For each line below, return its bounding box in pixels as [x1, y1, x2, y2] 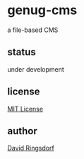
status [7, 46, 37, 58]
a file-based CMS [7, 26, 59, 34]
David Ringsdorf [7, 144, 54, 153]
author [7, 125, 37, 137]
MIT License [7, 104, 44, 113]
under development [7, 65, 65, 73]
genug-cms [7, 2, 78, 18]
